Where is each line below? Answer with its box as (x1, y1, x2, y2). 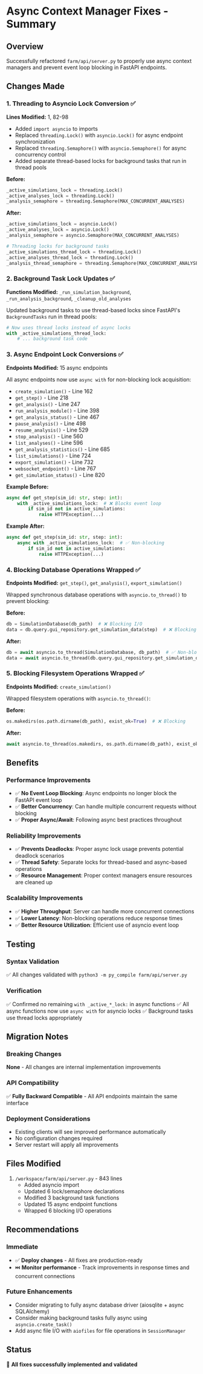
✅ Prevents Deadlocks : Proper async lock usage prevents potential (14, 845, 184, 853)
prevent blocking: (6, 597, 50, 604)
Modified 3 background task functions (24, 1194, 120, 1201)
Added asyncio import (24, 1181, 80, 1189)
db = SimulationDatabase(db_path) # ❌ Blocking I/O (6, 621, 143, 627)
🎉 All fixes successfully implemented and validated (6, 1361, 138, 1368)
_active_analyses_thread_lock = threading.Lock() (6, 255, 134, 261)
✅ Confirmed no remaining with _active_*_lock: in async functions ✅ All (6, 1000, 189, 1007)
